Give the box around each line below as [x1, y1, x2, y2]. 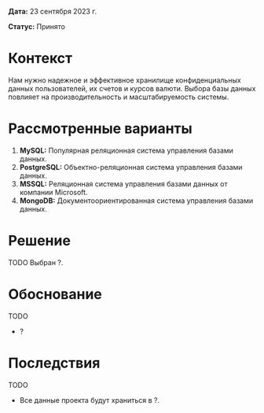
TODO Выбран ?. [8, 257, 64, 267]
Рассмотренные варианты [8, 120, 192, 138]
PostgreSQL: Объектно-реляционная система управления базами [19, 162, 243, 171]
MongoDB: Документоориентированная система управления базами [19, 196, 254, 205]
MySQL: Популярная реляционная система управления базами [19, 146, 234, 155]
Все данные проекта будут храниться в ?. [19, 395, 160, 404]
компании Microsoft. [19, 187, 88, 197]
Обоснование [8, 286, 102, 303]
